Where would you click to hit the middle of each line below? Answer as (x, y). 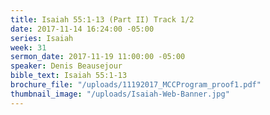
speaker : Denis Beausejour (66, 66)
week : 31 (28, 47)
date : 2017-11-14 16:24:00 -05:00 (82, 29)
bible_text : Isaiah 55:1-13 (69, 76)
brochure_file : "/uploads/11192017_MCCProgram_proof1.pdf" (136, 85)
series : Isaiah (42, 38)
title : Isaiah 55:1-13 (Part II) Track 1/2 (102, 19)
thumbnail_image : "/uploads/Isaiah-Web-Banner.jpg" (120, 94)
